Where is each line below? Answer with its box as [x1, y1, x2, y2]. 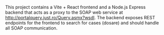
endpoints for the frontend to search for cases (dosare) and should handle [5, 20, 159, 26]
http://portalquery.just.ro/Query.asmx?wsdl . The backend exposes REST [5, 15, 155, 20]
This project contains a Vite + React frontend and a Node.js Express [5, 4, 146, 10]
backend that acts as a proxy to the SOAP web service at [5, 9, 123, 15]
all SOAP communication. [5, 25, 58, 31]
